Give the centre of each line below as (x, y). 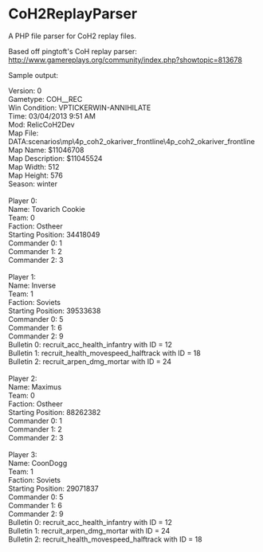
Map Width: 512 (34, 166)
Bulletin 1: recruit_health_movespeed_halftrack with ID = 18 (104, 353)
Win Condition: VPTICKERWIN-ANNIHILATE (80, 108)
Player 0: (23, 201)
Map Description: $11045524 (55, 158)
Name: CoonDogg (38, 463)
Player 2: (23, 378)
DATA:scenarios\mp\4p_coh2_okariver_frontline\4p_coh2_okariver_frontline (131, 141)
